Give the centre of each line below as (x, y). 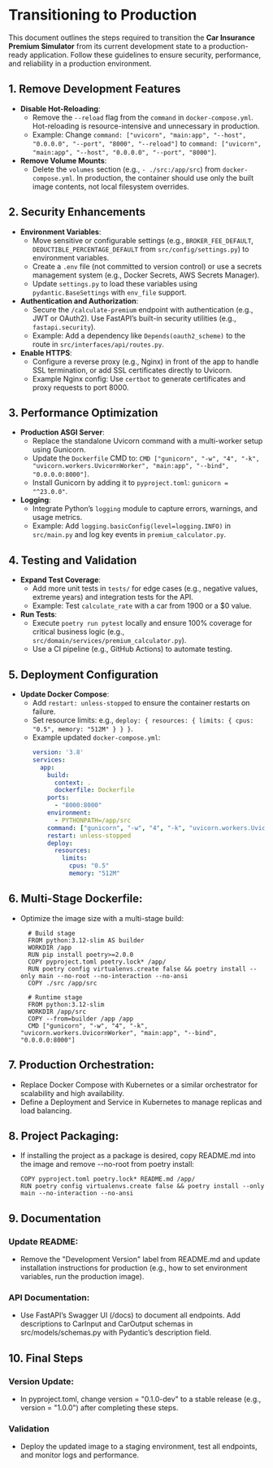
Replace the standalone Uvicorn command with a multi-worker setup (147, 441)
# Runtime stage (55, 997)
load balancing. (46, 1110)
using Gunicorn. (59, 450)
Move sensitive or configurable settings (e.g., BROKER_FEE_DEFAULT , (143, 240)
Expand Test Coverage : (61, 580)
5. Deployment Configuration (83, 674)
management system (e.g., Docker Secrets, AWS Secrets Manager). (146, 275)
